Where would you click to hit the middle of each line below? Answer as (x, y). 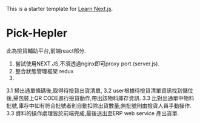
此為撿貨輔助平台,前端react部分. (46, 50)
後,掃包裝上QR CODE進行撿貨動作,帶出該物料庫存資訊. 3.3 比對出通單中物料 (100, 98)
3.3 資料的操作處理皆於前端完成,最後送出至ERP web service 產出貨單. (93, 113)
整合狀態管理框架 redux (44, 71)
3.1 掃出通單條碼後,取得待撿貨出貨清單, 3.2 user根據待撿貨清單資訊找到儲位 (100, 90)
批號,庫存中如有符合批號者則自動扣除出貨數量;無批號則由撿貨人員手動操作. (99, 105)
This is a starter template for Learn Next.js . (60, 9)
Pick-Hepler (37, 33)
